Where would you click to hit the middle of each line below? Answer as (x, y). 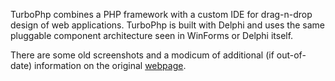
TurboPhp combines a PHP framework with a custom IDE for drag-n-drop (161, 14)
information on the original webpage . (110, 65)
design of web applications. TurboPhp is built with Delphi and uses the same (167, 25)
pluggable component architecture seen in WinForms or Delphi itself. (152, 35)
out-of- (291, 55)
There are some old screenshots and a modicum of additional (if (142, 55)
